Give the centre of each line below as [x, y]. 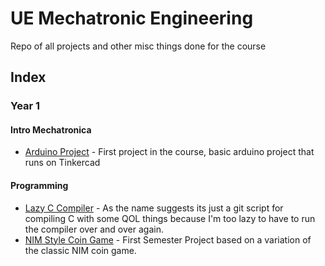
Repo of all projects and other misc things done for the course [138, 46]
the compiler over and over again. [94, 229]
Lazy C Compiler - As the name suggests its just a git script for [154, 208]
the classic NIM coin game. [80, 250]
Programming [39, 186]
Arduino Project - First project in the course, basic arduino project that [169, 152]
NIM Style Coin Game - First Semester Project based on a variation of [168, 239]
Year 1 [25, 106]
